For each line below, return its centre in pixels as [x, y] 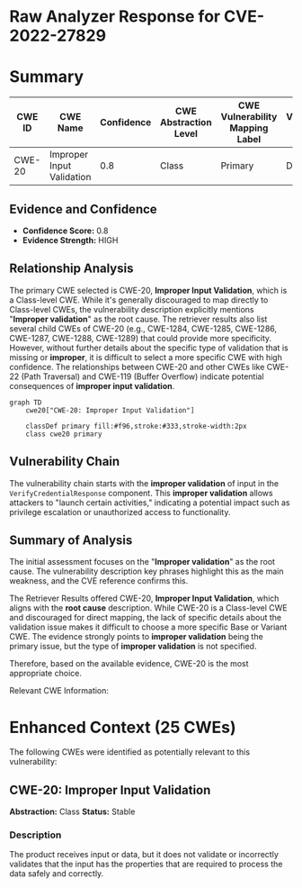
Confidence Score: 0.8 [65, 231]
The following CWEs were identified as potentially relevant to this [129, 752]
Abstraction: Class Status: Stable [72, 811]
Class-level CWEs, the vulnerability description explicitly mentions [132, 309]
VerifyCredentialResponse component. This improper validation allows [141, 493]
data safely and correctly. [57, 874]
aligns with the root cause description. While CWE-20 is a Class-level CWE [148, 608]
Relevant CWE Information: [59, 691]
